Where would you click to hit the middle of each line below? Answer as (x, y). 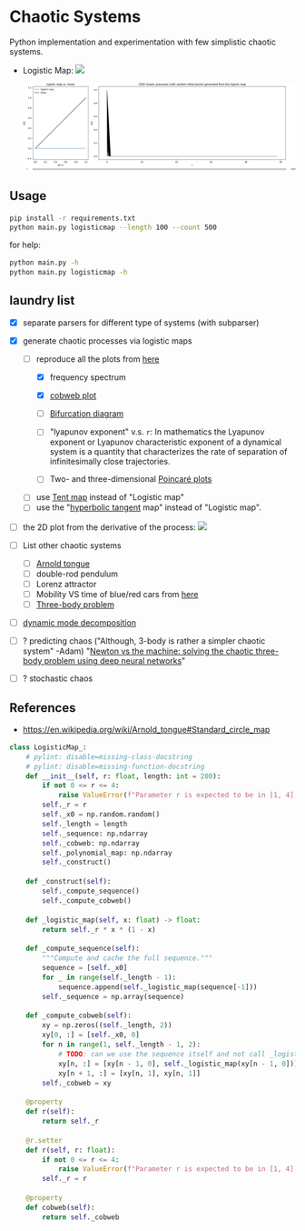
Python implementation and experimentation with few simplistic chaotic (143, 42)
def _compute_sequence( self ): (83, 949)
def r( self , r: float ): (71, 1150)
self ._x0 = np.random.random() (101, 815)
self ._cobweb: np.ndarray (91, 843)
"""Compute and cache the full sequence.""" (128, 958)
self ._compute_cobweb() (87, 901)
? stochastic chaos (58, 678)
